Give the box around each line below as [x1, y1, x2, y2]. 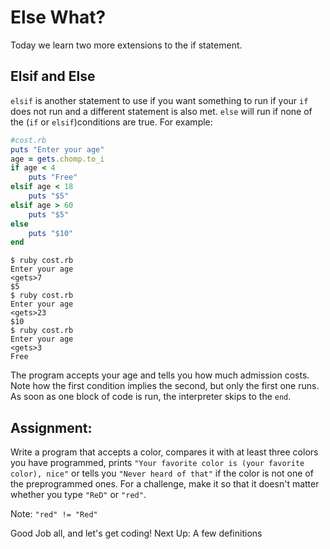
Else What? [10, 6, 107, 29]
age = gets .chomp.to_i [10, 154, 105, 164]
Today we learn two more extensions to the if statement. [10, 39, 243, 51]
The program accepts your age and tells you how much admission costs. [10, 369, 310, 381]
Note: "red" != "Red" [10, 508, 98, 520]
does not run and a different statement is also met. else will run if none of [10, 105, 313, 117]
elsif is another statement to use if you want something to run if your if [10, 94, 309, 106]
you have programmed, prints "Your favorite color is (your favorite [10, 457, 305, 469]
